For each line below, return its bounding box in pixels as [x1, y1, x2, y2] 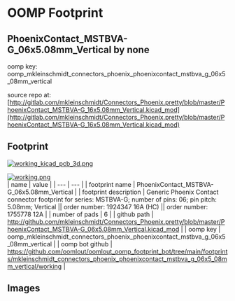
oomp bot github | [60, 239, 113, 248]
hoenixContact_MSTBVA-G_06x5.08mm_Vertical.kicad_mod [7, 225, 180, 233]
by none [113, 43, 150, 55]
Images [7, 282, 41, 295]
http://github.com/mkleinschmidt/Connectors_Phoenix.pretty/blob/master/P [7, 217, 225, 225]
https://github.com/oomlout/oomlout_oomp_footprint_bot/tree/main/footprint [7, 247, 228, 255]
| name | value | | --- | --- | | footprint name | [7, 180, 136, 188]
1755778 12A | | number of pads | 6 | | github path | [7, 210, 154, 218]
